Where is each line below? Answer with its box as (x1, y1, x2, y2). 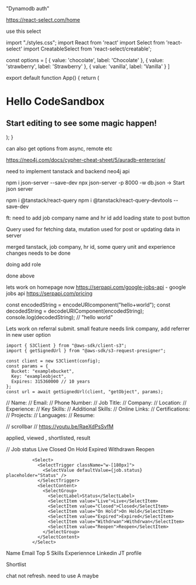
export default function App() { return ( (6, 75, 99, 81)
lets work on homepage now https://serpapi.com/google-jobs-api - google (6, 284, 186, 290)
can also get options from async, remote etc (6, 145, 113, 152)
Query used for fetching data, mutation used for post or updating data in (6, 226, 180, 232)
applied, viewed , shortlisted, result (6, 434, 91, 441)
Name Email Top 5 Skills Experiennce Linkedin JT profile (6, 550, 142, 556)
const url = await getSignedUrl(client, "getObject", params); (6, 389, 164, 395)
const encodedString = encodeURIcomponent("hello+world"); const (6, 302, 171, 308)
